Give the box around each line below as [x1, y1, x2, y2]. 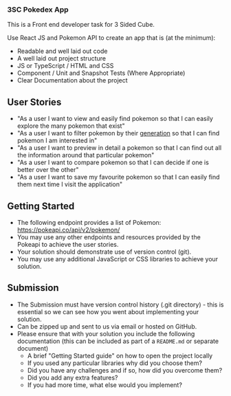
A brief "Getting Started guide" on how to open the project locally [27, 351, 213, 360]
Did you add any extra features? [27, 373, 118, 382]
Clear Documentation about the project [16, 76, 129, 85]
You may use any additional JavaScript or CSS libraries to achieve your [16, 254, 219, 263]
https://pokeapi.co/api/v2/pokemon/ [16, 225, 120, 234]
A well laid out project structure [16, 54, 107, 63]
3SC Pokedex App [7, 5, 69, 14]
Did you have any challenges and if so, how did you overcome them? [27, 366, 223, 374]
